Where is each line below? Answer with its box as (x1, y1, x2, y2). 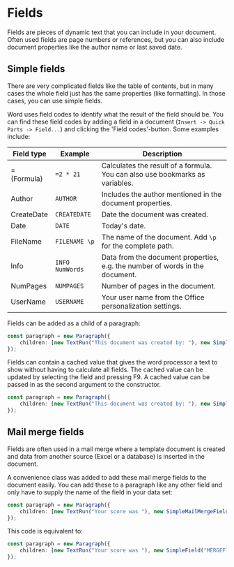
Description (142, 149, 182, 159)
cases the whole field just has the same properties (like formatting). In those (7, 89, 226, 97)
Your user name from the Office (101, 292, 205, 302)
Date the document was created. (101, 209, 209, 219)
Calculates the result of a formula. (101, 161, 212, 170)
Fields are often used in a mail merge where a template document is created (7, 445, 226, 453)
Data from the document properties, (101, 252, 219, 262)
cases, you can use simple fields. (7, 96, 103, 105)
